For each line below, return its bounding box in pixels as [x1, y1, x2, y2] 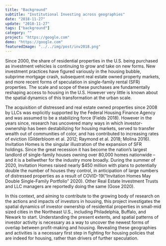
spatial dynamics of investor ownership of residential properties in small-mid [5, 203, 162, 209]
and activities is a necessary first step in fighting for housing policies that [5, 230, 155, 236]
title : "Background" [5, 7, 48, 12]
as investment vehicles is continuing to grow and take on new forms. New [5, 63, 156, 69]
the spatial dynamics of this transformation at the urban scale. [5, 95, 132, 101]
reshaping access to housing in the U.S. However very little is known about [5, 89, 158, 95]
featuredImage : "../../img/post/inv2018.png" [5, 44, 101, 49]
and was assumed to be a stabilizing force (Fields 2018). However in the [5, 115, 152, 121]
